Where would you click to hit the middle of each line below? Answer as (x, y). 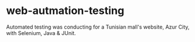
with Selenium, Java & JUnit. (41, 33)
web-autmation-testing (65, 11)
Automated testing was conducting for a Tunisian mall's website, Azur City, (98, 27)
